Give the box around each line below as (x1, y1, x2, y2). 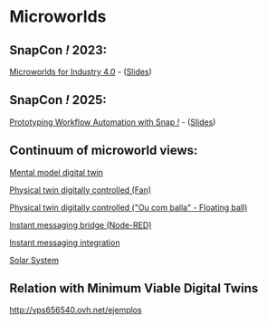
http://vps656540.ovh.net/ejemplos (9, 305, 142, 316)
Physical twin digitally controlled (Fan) (9, 184, 152, 195)
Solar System (9, 254, 59, 265)
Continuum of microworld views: (9, 143, 198, 158)
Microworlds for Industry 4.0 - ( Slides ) (9, 66, 152, 77)
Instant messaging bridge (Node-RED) (9, 219, 152, 230)
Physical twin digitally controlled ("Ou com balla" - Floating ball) (9, 202, 248, 213)
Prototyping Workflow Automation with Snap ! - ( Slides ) (9, 116, 216, 128)
